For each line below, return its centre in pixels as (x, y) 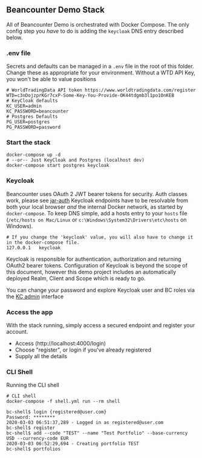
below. (15, 37)
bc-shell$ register (31, 428)
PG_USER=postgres (28, 122)
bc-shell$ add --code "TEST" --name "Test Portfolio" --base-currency (97, 433)
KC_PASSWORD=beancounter (37, 111)
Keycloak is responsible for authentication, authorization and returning (94, 259)
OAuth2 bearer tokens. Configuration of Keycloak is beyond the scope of (97, 265)
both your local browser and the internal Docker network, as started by (95, 207)
